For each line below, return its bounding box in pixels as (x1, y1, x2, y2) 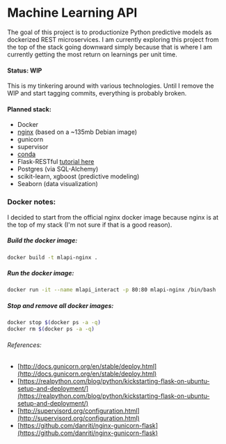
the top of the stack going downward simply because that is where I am (7, 43, 212, 51)
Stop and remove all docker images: (7, 301, 114, 309)
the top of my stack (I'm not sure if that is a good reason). (7, 220, 172, 229)
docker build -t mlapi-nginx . (7, 254, 98, 261)
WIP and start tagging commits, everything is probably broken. (7, 89, 187, 98)
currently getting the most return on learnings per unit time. (7, 50, 177, 59)
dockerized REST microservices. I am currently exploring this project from (7, 35, 219, 43)
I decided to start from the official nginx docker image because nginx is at (7, 213, 219, 221)
